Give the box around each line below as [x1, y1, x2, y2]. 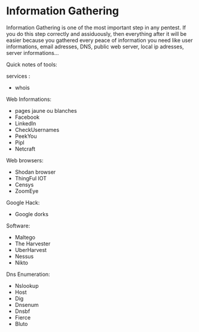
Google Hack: [6, 199, 40, 206]
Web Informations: [6, 96, 52, 103]
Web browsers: [6, 156, 44, 164]
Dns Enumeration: [6, 270, 50, 278]
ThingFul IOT [14, 174, 47, 182]
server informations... [6, 49, 59, 56]
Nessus [14, 253, 34, 260]
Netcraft [14, 145, 36, 152]
